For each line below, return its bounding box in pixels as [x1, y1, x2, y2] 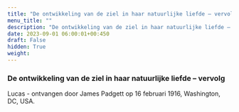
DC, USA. [7, 97, 36, 106]
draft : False [7, 37, 46, 44]
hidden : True [7, 43, 46, 50]
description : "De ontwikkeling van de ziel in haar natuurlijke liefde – [7, 23, 231, 30]
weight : [7, 50, 31, 57]
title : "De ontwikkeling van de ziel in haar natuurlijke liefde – [7, 10, 212, 18]
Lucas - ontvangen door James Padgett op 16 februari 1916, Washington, [7, 89, 221, 98]
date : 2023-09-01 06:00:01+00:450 [7, 30, 110, 38]
